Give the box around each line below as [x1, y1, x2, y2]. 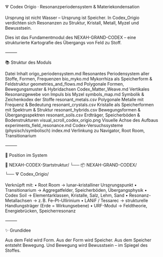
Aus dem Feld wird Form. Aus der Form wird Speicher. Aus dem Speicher [5, 237, 152, 243]
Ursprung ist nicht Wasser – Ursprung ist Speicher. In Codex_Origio [5, 15, 140, 20]
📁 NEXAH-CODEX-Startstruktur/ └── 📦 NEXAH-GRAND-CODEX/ [5, 162, 137, 167]
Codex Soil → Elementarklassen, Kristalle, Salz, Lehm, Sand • [5, 192, 128, 198]
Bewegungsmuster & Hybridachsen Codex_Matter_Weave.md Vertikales [5, 86, 150, 92]
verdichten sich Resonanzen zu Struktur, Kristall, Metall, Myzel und [5, 20, 139, 26]
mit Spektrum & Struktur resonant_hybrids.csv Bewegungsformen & [5, 107, 141, 112]
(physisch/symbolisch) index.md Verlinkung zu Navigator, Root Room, [5, 128, 145, 133]
